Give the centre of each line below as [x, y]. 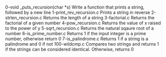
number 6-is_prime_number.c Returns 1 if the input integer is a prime [76, 33]
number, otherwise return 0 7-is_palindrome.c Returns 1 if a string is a [77, 39]
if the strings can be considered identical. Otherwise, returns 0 [70, 49]
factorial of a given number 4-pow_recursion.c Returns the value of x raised [83, 23]
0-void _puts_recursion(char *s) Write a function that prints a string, [75, 7]
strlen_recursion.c [24, 18]
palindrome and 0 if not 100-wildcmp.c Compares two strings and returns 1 [82, 44]
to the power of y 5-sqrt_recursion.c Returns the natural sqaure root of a [80, 28]
